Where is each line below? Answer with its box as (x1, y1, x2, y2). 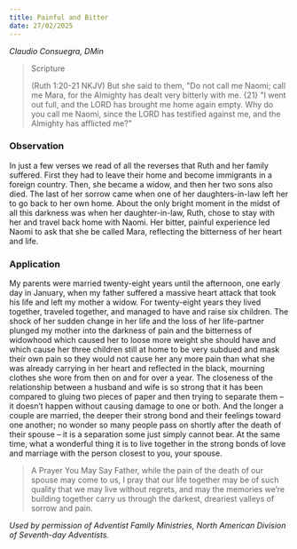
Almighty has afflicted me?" (30, 117, 133, 129)
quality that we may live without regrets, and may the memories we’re (30, 484, 285, 495)
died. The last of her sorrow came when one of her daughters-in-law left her (9, 188, 289, 199)
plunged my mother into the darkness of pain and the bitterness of (9, 325, 253, 336)
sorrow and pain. (30, 503, 93, 513)
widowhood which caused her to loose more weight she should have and (9, 335, 277, 346)
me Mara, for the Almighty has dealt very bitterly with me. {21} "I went (30, 90, 286, 100)
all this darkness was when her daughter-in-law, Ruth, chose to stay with (9, 207, 275, 218)
